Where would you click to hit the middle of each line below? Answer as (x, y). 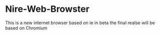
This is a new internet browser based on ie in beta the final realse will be (80, 23)
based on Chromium (26, 28)
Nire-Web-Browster (47, 9)
